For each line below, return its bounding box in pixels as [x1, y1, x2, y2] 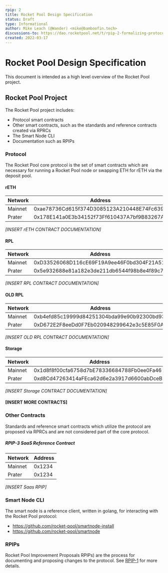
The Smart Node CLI [12, 133, 55, 139]
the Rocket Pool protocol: [5, 513, 57, 519]
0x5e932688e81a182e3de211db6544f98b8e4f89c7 [33, 267, 164, 274]
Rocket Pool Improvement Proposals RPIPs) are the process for [5, 552, 135, 558]
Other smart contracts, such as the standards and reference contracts [12, 122, 157, 128]
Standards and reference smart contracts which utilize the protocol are [5, 423, 151, 429]
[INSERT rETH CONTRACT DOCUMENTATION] [5, 227, 101, 233]
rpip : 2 [5, 7, 21, 13]
